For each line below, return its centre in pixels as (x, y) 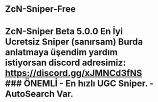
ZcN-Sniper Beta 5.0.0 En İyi (64, 32)
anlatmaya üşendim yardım (61, 52)
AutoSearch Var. (39, 94)
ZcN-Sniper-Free (40, 9)
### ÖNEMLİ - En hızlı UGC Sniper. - (79, 84)
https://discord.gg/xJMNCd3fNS (74, 73)
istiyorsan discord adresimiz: (66, 63)
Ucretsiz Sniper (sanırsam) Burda (74, 42)
